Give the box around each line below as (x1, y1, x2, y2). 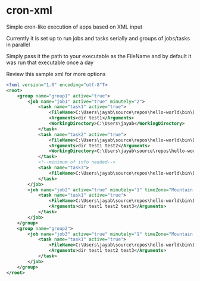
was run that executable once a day (6, 59, 94, 66)
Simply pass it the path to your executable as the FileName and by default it (6, 52, 192, 59)
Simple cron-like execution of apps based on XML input (6, 23, 143, 30)
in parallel (6, 41, 30, 48)
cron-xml (6, 4, 52, 17)
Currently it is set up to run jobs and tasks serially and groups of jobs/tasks (6, 34, 190, 42)
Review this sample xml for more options (6, 70, 106, 77)
